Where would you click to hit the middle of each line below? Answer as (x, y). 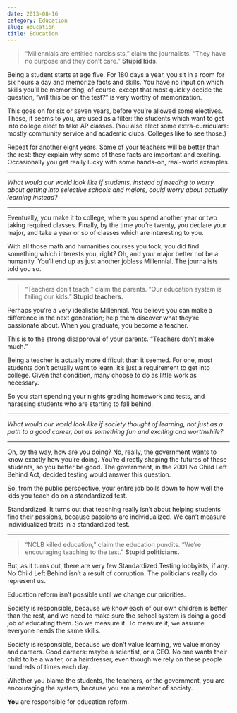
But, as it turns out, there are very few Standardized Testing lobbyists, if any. (119, 566)
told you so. (24, 269)
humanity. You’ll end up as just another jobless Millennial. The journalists (113, 261)
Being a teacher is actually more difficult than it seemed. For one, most (110, 360)
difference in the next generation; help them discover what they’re (103, 318)
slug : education (31, 27)
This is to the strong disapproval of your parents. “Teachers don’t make (111, 339)
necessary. (24, 383)
